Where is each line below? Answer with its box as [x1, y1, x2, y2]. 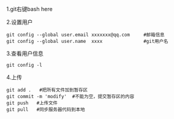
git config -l [6, 62, 43, 68]
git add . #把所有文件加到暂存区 [6, 87, 88, 93]
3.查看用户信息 [6, 50, 44, 57]
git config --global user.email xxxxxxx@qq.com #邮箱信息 [6, 32, 165, 38]
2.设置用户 [6, 18, 33, 26]
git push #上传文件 [6, 100, 58, 106]
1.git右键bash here [6, 6, 53, 12]
